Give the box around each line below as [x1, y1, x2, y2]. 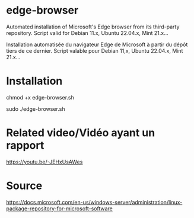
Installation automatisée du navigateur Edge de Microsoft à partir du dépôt [6, 41, 188, 48]
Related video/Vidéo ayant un [6, 126, 155, 140]
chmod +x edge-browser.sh [6, 94, 74, 101]
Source [6, 179, 43, 193]
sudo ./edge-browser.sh [6, 105, 65, 113]
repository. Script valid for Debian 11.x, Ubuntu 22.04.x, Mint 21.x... [6, 29, 169, 36]
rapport [6, 139, 44, 152]
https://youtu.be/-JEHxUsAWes [6, 158, 83, 165]
